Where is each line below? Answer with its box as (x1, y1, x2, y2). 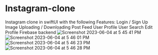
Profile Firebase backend (5, 29, 56, 35)
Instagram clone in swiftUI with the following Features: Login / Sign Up (5, 19, 148, 25)
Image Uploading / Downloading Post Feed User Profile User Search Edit (5, 24, 153, 30)
